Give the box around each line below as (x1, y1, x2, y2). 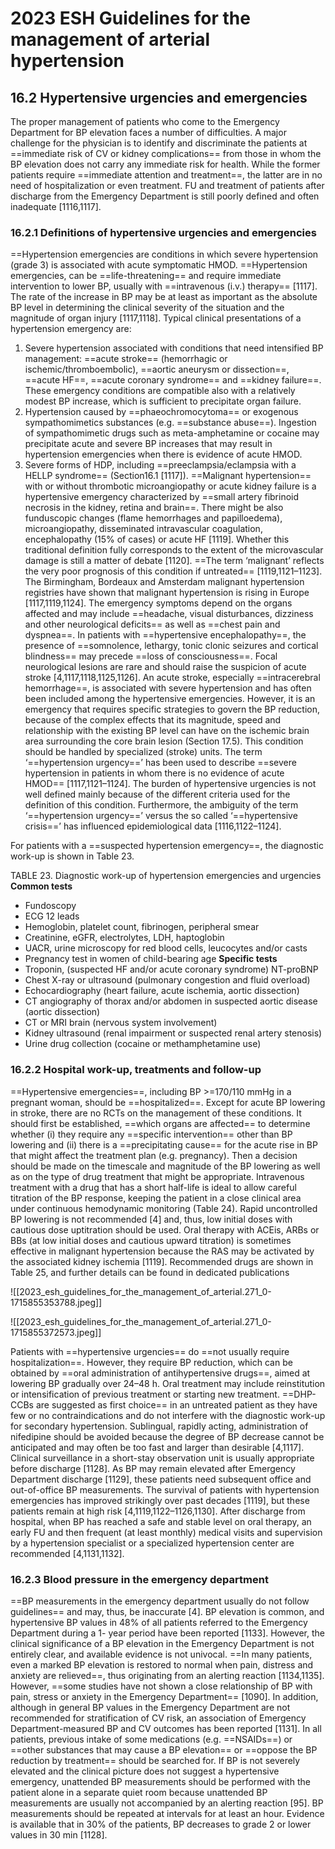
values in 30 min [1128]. (10, 1828, 108, 1841)
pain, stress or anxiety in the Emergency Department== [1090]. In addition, (10, 1690, 319, 1702)
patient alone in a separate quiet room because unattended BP (10, 1786, 268, 1798)
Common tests (10, 880, 73, 892)
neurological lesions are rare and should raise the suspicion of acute (24, 661, 307, 673)
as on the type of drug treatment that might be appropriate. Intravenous (10, 1170, 305, 1182)
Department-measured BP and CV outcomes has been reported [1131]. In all (10, 1722, 322, 1734)
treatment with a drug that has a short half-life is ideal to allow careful (10, 1181, 297, 1193)
